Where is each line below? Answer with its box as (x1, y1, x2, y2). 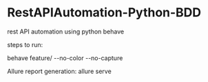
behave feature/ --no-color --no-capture (7, 53, 123, 62)
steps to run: (7, 40, 43, 49)
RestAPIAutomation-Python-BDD (7, 5, 202, 20)
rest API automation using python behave (7, 27, 125, 36)
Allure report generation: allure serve (7, 67, 112, 75)
